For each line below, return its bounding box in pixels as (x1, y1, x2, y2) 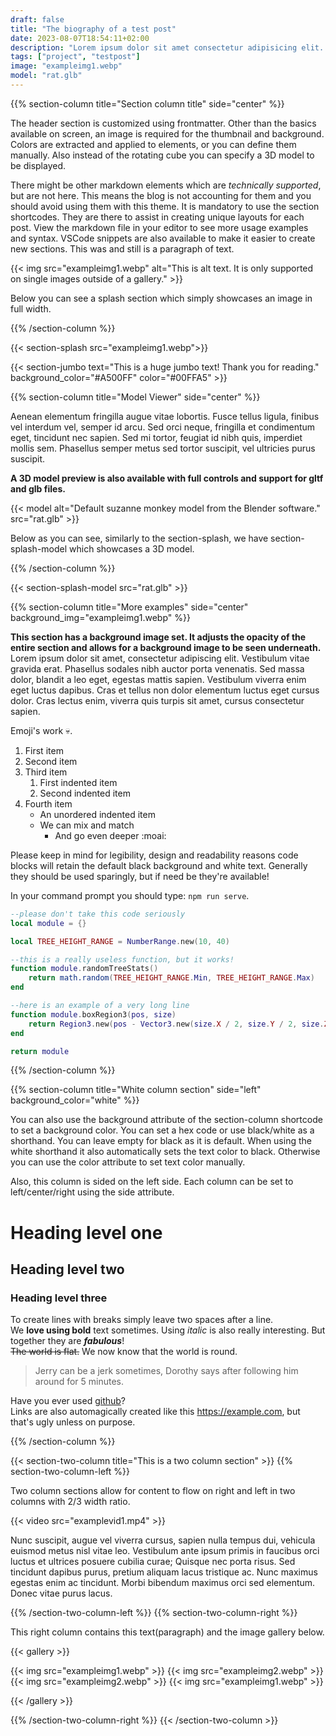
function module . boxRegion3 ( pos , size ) (10, 1009, 177, 1020)
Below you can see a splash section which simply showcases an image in (10, 292, 313, 304)
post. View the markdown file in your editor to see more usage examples (10, 221, 309, 233)
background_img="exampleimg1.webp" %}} (10, 611, 191, 623)
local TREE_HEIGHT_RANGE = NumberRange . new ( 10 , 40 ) (10, 936, 230, 946)
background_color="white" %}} (10, 1094, 140, 1106)
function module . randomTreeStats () (10, 964, 159, 974)
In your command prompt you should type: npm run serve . (10, 889, 250, 901)
